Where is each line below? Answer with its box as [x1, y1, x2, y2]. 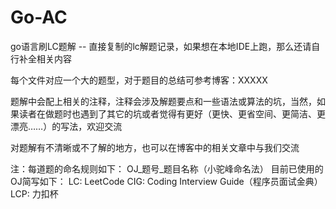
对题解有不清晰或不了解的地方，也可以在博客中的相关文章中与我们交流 [10, 141, 300, 153]
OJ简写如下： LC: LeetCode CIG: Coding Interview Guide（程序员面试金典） [10, 175, 323, 187]
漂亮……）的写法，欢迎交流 [10, 120, 123, 132]
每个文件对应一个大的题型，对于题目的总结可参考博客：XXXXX [10, 74, 268, 86]
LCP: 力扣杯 [10, 187, 59, 200]
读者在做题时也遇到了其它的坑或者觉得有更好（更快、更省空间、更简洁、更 [18, 107, 326, 120]
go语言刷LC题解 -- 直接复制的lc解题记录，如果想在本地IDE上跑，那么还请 [10, 40, 312, 52]
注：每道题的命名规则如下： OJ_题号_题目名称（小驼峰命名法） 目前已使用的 [10, 162, 324, 175]
